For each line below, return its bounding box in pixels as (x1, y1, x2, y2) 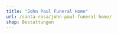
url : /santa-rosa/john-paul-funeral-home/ (6, 14, 112, 20)
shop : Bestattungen (6, 19, 54, 25)
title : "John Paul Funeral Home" (6, 8, 88, 14)
